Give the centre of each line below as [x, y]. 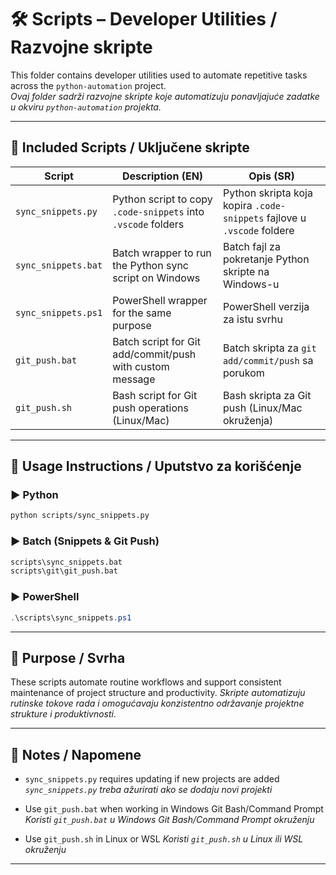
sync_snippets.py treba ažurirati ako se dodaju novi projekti [148, 790]
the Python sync [150, 265]
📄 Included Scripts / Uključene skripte [130, 147]
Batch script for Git [156, 341]
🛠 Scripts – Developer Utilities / [144, 19]
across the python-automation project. [88, 85]
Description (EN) [162, 176]
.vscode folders [148, 224]
